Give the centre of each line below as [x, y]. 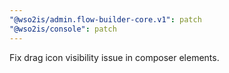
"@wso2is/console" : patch [63, 29]
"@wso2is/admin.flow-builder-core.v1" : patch [105, 19]
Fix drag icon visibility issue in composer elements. [114, 57]
